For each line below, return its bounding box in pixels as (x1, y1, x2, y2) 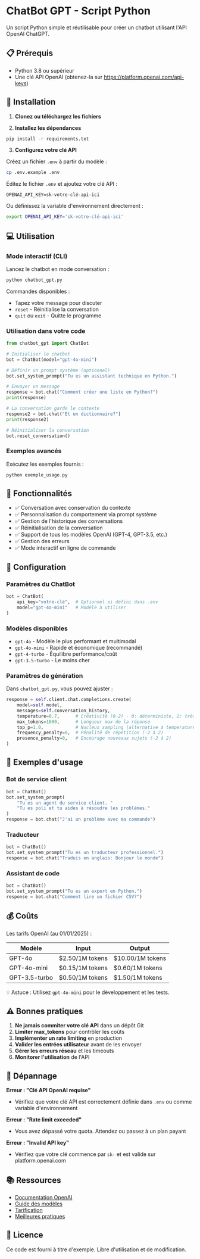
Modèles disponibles (6, 624, 68, 632)
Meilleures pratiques (14, 1213, 65, 1220)
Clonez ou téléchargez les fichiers (14, 113, 101, 120)
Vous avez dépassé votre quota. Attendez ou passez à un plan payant (14, 1127, 186, 1135)
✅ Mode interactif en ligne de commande (14, 544, 116, 551)
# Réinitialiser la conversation (6, 427, 89, 433)
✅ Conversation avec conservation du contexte (14, 504, 131, 512)
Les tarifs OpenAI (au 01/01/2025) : (6, 930, 92, 937)
